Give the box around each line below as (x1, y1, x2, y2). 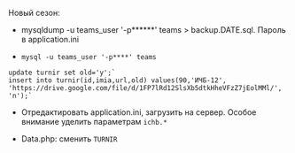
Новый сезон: (8, 8, 60, 18)
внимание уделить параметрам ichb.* (20, 117, 167, 126)
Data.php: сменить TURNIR (20, 134, 118, 144)
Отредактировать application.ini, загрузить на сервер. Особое (20, 107, 257, 118)
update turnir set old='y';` (8, 68, 116, 77)
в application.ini (20, 34, 80, 44)
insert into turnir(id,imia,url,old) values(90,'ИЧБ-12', (8, 76, 227, 85)
